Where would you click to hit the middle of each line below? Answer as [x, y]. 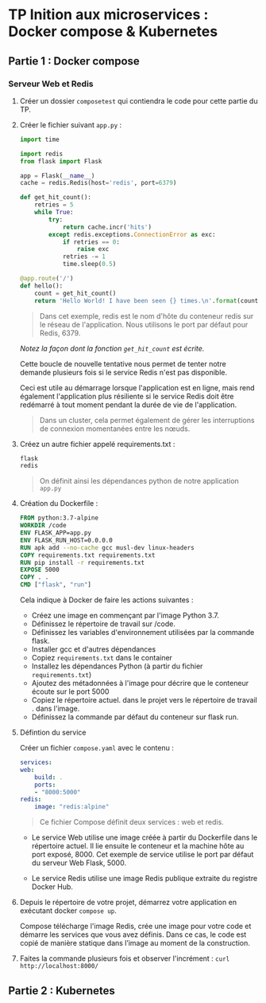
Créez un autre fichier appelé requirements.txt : [97, 444]
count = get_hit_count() [75, 293]
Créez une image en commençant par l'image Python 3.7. [125, 615]
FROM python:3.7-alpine [59, 518]
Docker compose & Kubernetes [113, 31]
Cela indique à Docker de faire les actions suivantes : [106, 600]
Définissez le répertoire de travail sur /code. [104, 624]
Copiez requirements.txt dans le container [102, 658]
